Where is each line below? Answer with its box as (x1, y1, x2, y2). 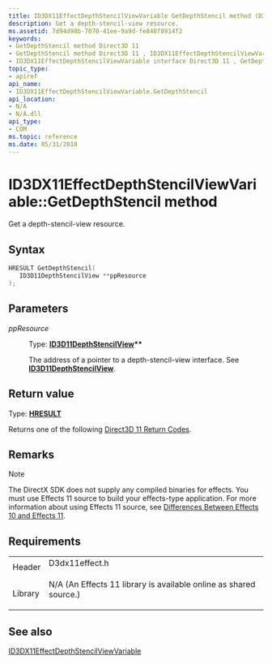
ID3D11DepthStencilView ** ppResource (19, 272, 147, 280)
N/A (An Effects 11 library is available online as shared (48, 579, 256, 590)
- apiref (8, 72, 38, 80)
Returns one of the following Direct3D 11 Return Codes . (8, 424, 192, 434)
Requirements (8, 534, 81, 548)
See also (8, 624, 53, 638)
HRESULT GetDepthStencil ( (8, 265, 96, 273)
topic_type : (8, 65, 49, 73)
